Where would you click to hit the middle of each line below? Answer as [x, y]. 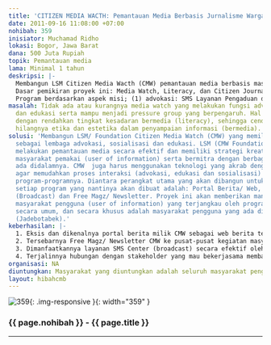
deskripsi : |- [32, 76]
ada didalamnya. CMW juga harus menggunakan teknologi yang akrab [131, 166]
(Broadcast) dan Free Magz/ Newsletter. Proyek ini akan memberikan [133, 196]
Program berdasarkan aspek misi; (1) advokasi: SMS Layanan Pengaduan [137, 99]
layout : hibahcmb [38, 279]
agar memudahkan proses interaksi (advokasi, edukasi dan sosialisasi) [139, 174]
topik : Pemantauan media [50, 61]
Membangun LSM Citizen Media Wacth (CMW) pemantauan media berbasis [133, 83]
